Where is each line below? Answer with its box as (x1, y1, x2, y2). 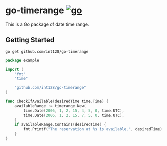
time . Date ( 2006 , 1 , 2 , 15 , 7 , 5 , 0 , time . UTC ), (23, 113, 124, 118)
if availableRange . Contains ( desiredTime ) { (14, 122, 107, 127)
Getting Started (5, 36, 55, 44)
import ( (5, 67, 24, 72)
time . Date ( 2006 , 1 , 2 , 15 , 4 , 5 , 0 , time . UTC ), (23, 108, 124, 113)
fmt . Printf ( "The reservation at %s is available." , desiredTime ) (23, 127, 163, 132)
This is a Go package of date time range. (5, 21, 89, 27)
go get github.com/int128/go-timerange (5, 49, 89, 54)
